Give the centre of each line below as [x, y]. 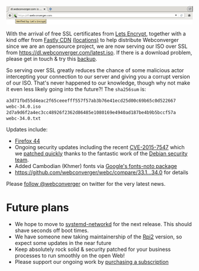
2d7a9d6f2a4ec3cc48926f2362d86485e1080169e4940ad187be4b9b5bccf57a [91, 112]
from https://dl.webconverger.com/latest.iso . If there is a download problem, [99, 52]
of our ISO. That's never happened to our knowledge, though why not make [98, 83]
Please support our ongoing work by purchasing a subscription [92, 262]
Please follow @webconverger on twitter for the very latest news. [86, 183]
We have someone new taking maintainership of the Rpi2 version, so [98, 237]
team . [22, 160]
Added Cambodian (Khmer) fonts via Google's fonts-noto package [96, 166]
